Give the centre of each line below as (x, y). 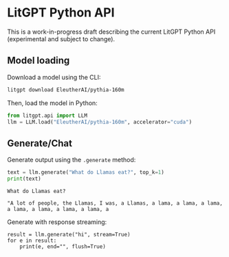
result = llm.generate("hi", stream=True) (69, 234)
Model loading (39, 61)
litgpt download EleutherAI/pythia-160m (66, 90)
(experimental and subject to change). (61, 38)
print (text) (24, 179)
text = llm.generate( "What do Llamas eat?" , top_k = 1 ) (86, 172)
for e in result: (32, 241)
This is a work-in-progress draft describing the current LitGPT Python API (111, 32)
